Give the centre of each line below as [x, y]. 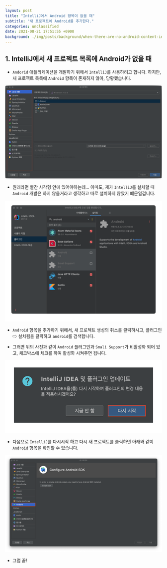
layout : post [19, 10]
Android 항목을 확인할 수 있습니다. [45, 448]
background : [17, 37]
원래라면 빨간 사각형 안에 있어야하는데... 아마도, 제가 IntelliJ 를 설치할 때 [83, 187]
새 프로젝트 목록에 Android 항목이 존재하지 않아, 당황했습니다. [72, 78]
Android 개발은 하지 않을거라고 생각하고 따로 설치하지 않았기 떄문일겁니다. [84, 193]
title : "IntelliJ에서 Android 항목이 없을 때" [50, 16]
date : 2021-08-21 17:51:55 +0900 [40, 32]
